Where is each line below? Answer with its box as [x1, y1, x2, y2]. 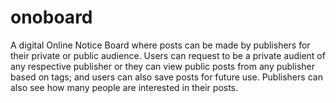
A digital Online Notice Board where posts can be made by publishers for [10, 39, 311, 51]
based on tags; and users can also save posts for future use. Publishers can [10, 71, 323, 83]
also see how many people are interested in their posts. [10, 81, 239, 93]
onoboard [10, 6, 93, 29]
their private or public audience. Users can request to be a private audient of [10, 49, 326, 61]
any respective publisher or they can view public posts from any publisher [10, 60, 316, 72]
